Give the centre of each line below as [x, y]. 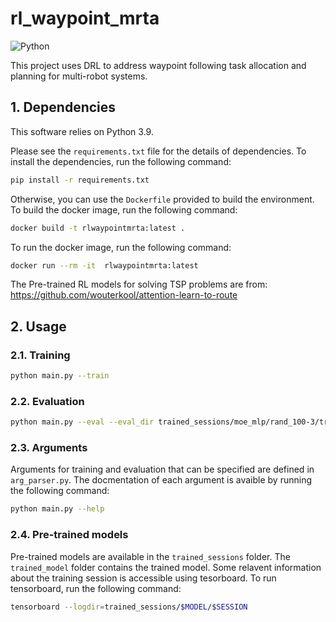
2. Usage [38, 326]
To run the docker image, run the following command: [121, 247]
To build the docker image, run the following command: [124, 209]
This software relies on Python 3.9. [82, 131]
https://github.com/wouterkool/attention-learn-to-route [124, 295]
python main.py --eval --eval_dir [82, 422]
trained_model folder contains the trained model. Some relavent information [166, 567]
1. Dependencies [63, 107]
